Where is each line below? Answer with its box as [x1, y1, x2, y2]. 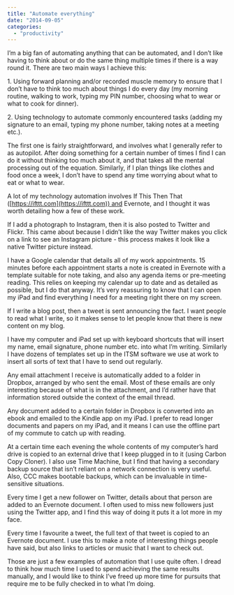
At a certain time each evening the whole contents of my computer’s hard [7, 443, 219, 451]
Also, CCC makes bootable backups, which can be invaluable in [7, 472, 191, 480]
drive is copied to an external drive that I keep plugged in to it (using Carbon [7, 450, 227, 458]
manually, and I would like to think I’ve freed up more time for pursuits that [7, 572, 221, 580]
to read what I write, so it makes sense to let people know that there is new [7, 314, 223, 323]
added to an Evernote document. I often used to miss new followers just [7, 501, 214, 509]
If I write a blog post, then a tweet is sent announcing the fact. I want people [7, 307, 226, 315]
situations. [34, 480, 64, 488]
